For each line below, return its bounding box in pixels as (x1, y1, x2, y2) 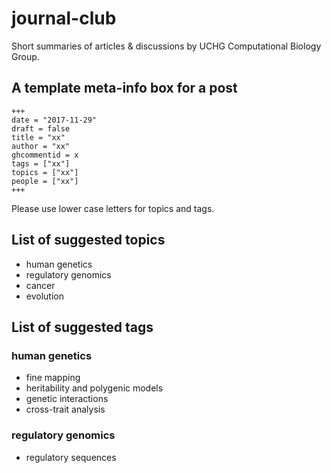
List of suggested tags (11, 318, 154, 336)
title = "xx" (11, 132, 66, 142)
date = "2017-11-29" (11, 115, 98, 125)
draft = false (11, 123, 71, 134)
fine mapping (25, 372, 81, 384)
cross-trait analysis (25, 403, 106, 416)
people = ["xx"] (11, 176, 79, 186)
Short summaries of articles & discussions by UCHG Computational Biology (11, 40, 322, 52)
